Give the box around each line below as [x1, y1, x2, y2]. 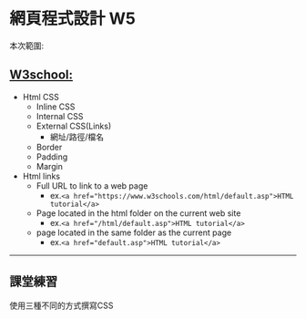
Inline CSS [36, 101, 76, 112]
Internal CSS [36, 110, 84, 121]
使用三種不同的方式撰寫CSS [9, 300, 114, 311]
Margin [36, 160, 64, 171]
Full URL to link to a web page [36, 180, 148, 191]
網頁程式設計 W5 [9, 8, 137, 29]
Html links [22, 170, 61, 181]
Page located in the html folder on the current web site [36, 207, 241, 219]
